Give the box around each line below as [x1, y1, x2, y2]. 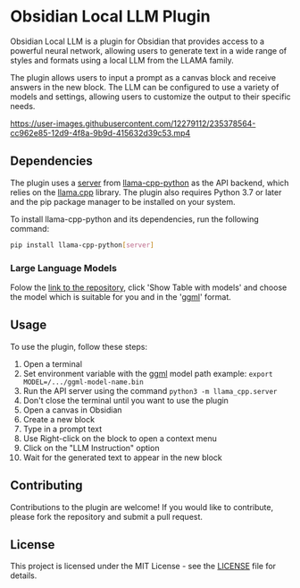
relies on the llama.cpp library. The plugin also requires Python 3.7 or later [10, 186, 282, 198]
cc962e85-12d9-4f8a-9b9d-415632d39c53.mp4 [10, 127, 191, 138]
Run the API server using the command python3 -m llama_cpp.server [22, 385, 278, 396]
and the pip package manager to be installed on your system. [10, 196, 236, 207]
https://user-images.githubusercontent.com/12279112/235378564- [10, 118, 256, 129]
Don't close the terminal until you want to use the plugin [22, 395, 229, 405]
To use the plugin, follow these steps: [10, 341, 148, 352]
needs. [10, 100, 36, 111]
